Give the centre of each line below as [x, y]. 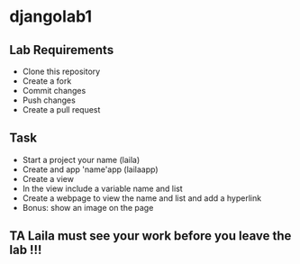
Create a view [48, 178]
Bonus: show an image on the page [88, 207]
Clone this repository [61, 71]
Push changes [49, 100]
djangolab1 [51, 17]
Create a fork [47, 81]
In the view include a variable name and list [102, 188]
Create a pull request [61, 109]
